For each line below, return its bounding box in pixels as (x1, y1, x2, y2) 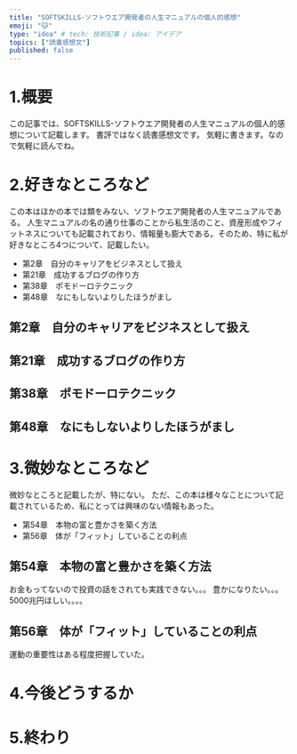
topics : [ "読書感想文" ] (9, 37, 91, 47)
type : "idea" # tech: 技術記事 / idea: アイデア (9, 29, 182, 38)
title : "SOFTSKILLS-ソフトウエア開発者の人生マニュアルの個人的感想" (9, 12, 242, 22)
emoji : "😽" (9, 21, 52, 30)
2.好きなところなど (9, 175, 149, 196)
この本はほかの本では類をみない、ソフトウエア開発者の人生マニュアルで (9, 206, 274, 216)
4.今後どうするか (9, 684, 134, 703)
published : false (9, 46, 74, 55)
